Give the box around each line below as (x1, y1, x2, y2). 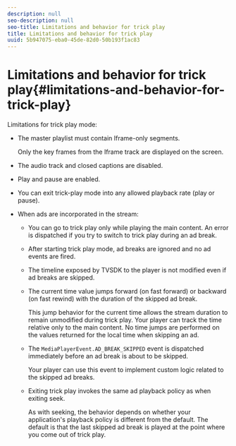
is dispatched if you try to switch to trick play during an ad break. (27, 231, 217, 240)
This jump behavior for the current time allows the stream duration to (27, 308, 228, 317)
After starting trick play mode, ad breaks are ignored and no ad (27, 245, 211, 253)
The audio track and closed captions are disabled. (17, 162, 163, 170)
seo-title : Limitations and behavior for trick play (7, 23, 166, 30)
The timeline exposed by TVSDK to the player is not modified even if (27, 266, 227, 275)
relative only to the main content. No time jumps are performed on (27, 323, 220, 332)
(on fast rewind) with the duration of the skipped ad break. (27, 294, 198, 303)
